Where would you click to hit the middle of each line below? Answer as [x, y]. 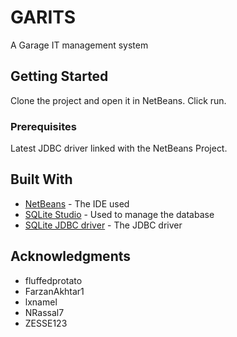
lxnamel [41, 302]
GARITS [43, 17]
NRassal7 [44, 312]
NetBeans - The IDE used [77, 203]
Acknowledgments [71, 256]
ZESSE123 [46, 323]
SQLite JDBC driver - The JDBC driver [103, 225]
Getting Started [59, 76]
